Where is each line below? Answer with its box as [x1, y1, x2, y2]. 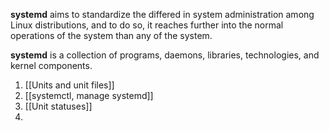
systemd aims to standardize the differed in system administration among [10, 9, 315, 20]
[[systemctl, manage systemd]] [24, 90, 154, 101]
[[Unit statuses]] [24, 100, 93, 112]
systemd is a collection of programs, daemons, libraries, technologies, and [10, 49, 320, 61]
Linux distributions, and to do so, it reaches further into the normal [10, 19, 284, 31]
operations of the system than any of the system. [10, 30, 213, 41]
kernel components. [10, 60, 93, 71]
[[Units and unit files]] [24, 79, 115, 91]
